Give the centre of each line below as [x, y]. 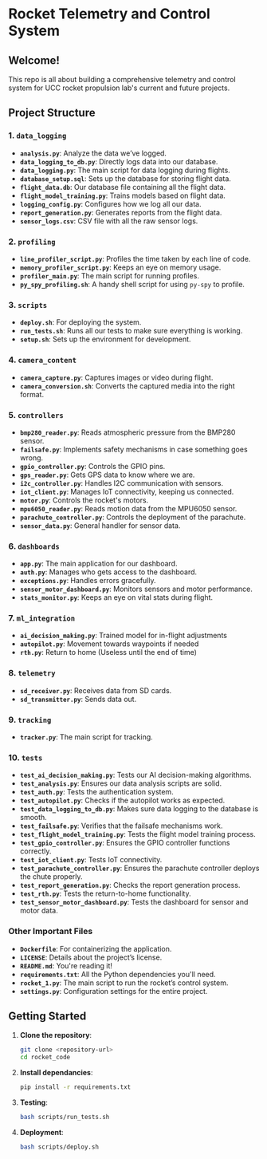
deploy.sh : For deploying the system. [80, 322]
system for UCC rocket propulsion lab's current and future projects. [119, 88]
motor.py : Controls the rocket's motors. [84, 500]
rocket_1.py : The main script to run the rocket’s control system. [124, 983]
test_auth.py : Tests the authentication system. [96, 792]
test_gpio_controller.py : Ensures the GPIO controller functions [125, 843]
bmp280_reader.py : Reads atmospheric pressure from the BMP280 [128, 432]
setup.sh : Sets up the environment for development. [105, 339]
